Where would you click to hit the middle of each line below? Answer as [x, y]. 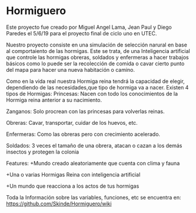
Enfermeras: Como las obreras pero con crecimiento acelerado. [83, 134]
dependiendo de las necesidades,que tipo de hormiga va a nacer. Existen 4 [97, 87]
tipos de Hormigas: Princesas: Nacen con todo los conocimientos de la [92, 94]
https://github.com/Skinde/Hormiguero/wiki [59, 204]
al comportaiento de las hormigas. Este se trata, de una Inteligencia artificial [98, 51]
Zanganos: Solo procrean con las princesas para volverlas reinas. [85, 111]
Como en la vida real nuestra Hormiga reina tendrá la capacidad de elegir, [96, 81]
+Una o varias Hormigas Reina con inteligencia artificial [73, 174]
